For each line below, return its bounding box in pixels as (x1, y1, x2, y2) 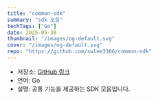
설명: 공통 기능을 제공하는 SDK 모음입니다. (16, 85, 131, 93)
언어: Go (16, 76, 41, 84)
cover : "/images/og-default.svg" (7, 42, 103, 48)
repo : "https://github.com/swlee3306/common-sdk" (7, 48, 153, 55)
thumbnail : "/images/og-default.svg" (7, 36, 115, 42)
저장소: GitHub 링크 (16, 68, 70, 76)
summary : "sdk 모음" (7, 16, 63, 23)
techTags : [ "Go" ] (7, 23, 57, 29)
